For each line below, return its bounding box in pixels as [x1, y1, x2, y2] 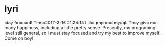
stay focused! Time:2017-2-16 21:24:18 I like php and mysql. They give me [4, 20, 157, 25]
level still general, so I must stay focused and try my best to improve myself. [4, 30, 161, 36]
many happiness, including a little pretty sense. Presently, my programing [4, 24, 156, 30]
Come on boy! [4, 35, 34, 41]
